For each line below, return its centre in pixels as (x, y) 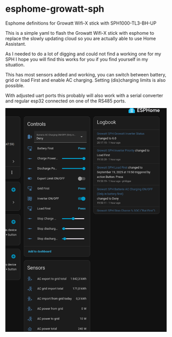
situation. (15, 65)
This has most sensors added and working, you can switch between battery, (86, 74)
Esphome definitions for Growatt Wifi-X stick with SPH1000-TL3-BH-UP (81, 23)
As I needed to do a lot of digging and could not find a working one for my (83, 54)
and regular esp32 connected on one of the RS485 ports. (66, 101)
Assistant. (16, 44)
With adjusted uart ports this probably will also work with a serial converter (84, 95)
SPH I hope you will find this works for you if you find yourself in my (77, 59)
